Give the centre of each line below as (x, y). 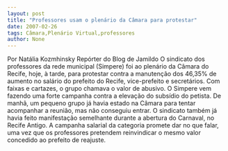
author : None (26, 39)
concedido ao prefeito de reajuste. (57, 140)
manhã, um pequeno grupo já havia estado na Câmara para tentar (101, 103)
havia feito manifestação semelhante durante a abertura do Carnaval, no (111, 118)
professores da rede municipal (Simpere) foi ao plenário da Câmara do (108, 66)
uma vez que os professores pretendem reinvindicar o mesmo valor (104, 133)
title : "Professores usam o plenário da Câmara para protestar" (102, 20)
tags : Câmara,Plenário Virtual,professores (71, 33)
